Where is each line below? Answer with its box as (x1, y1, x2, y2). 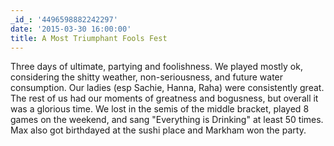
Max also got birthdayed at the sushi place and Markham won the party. (10, 124, 307, 136)
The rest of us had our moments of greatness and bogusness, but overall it (10, 92, 319, 105)
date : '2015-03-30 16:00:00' (10, 24, 132, 34)
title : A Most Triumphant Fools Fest (10, 33, 168, 43)
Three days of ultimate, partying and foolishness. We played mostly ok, (10, 61, 303, 73)
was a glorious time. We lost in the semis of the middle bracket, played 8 (10, 103, 310, 115)
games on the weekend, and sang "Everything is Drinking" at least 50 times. (10, 114, 324, 126)
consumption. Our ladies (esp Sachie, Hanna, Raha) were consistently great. (10, 82, 325, 94)
